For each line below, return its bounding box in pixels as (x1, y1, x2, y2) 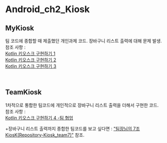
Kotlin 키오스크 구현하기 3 (5, 63, 57, 69)
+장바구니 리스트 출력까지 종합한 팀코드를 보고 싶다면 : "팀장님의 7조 (5, 125, 140, 131)
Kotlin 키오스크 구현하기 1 (5, 51, 56, 56)
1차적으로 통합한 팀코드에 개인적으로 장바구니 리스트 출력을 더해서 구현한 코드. (5, 102, 159, 108)
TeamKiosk (5, 88, 42, 97)
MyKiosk (5, 24, 35, 32)
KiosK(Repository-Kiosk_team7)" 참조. (5, 132, 85, 138)
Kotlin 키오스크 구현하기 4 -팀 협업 (5, 115, 74, 121)
